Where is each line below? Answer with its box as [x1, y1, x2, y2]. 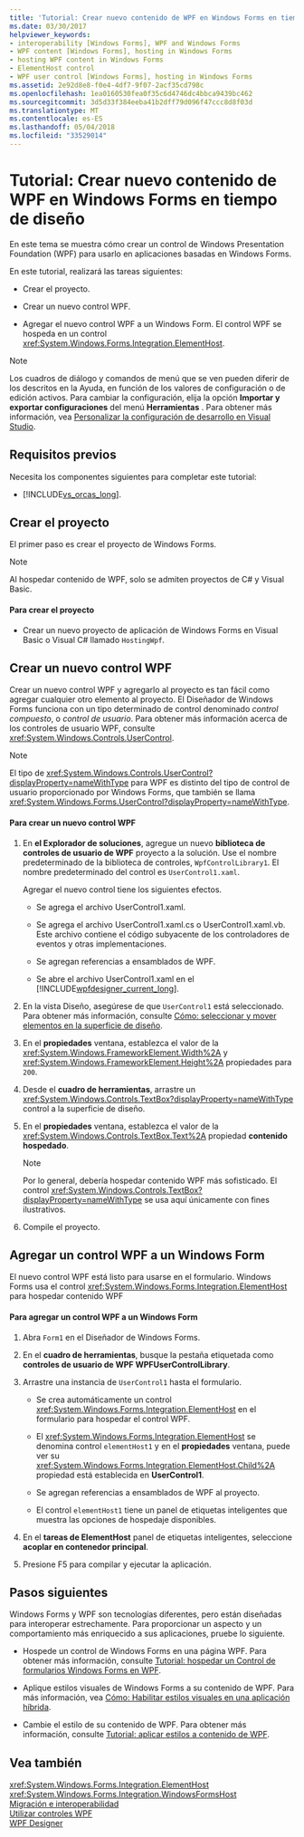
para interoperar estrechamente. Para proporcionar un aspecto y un [9, 1619, 262, 1630]
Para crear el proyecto [9, 604, 95, 616]
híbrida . [22, 1702, 52, 1713]
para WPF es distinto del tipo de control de [130, 777, 290, 788]
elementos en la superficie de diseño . [22, 1020, 163, 1031]
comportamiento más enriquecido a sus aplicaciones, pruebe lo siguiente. [9, 1628, 285, 1640]
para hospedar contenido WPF [9, 1291, 124, 1302]
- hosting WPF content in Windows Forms [9, 55, 165, 64]
